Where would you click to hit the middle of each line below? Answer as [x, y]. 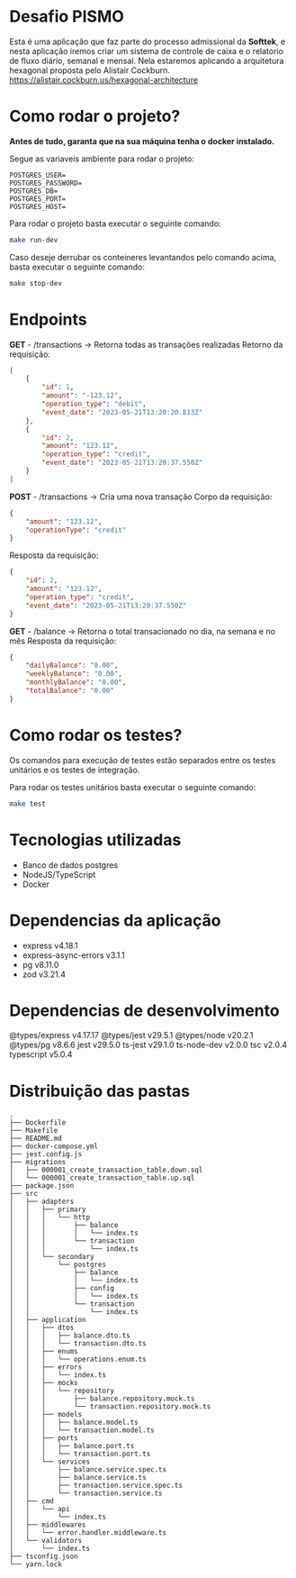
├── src [24, 1194]
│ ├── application [48, 1320]
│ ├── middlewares [48, 1525]
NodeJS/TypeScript [59, 874]
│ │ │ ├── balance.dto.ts [70, 1336]
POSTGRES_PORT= [38, 199]
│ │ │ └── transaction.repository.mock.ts [110, 1407]
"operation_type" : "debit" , [94, 404]
